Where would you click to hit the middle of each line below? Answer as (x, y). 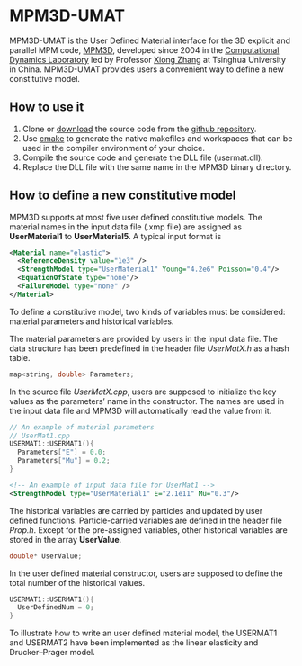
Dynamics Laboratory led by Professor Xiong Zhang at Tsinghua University (147, 59)
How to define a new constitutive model (123, 196)
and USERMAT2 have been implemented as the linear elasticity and (134, 643)
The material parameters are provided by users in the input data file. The (144, 338)
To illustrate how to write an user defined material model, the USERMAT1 (143, 633)
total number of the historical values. (77, 582)
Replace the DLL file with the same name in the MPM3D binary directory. (157, 166)
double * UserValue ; (46, 556)
